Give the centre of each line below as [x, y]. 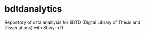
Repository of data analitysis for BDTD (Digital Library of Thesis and [72, 22]
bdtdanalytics [33, 9]
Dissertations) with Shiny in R [34, 27]
